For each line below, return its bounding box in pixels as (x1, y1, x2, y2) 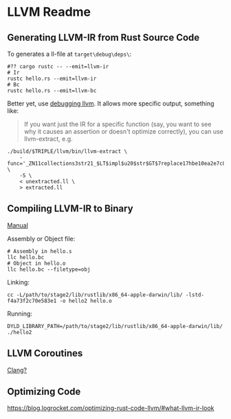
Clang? (7, 366, 27, 374)
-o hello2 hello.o (59, 297, 112, 304)
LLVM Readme (7, 4, 91, 20)
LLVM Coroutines (7, 347, 83, 359)
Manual (7, 221, 29, 229)
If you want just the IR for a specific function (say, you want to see (23, 120, 212, 128)
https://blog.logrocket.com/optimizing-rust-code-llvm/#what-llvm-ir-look (7, 404, 214, 412)
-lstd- (185, 291, 205, 298)
